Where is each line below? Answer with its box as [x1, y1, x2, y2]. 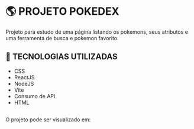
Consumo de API [14, 92, 56, 99]
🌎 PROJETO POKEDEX [5, 5, 119, 18]
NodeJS [14, 80, 34, 87]
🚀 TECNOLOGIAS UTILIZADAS [5, 51, 118, 62]
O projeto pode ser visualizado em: [5, 116, 91, 123]
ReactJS [14, 73, 35, 80]
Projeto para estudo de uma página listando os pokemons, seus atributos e [5, 28, 189, 36]
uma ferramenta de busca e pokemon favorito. [5, 34, 119, 41]
